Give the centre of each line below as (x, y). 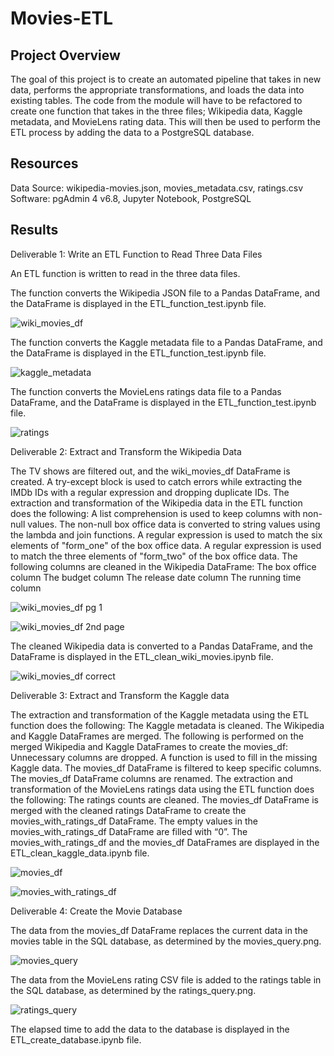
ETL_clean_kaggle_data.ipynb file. (80, 853)
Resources (44, 163)
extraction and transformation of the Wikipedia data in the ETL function (156, 503)
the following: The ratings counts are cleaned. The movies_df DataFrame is (164, 799)
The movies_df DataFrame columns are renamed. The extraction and (151, 778)
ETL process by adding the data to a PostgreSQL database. (132, 132)
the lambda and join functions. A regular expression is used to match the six (166, 534)
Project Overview (65, 55)
